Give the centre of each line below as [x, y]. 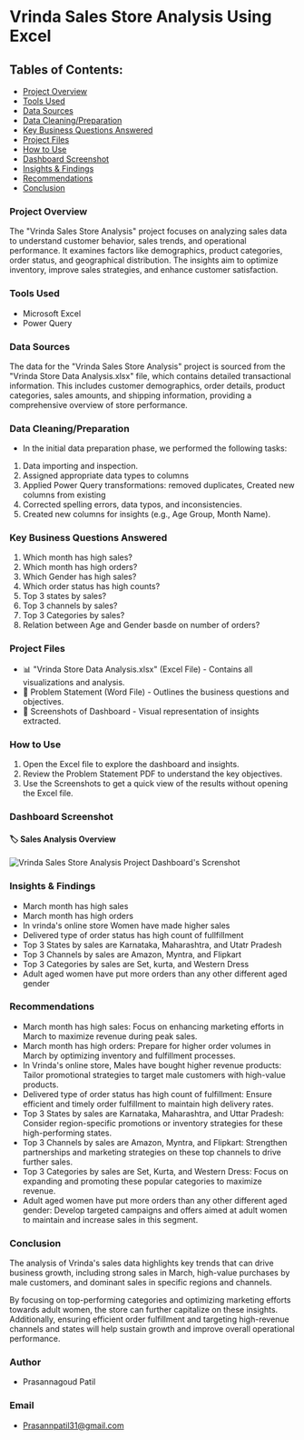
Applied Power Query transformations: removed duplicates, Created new [158, 485]
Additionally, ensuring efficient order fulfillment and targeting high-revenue [150, 1319]
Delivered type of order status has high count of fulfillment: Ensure [147, 1094]
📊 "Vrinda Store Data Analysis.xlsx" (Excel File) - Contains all [137, 669]
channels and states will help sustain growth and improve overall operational [152, 1329]
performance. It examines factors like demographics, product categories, [146, 251]
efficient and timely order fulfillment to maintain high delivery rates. [148, 1104]
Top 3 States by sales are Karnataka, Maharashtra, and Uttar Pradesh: [153, 1113]
